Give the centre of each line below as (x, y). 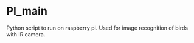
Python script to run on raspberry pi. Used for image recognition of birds (97, 28)
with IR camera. (26, 34)
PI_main (27, 11)
